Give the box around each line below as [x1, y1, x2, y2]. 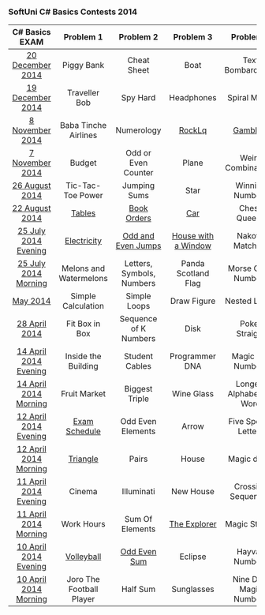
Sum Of [124, 514, 153, 525]
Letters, [124, 258, 153, 269]
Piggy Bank [62, 60, 105, 71]
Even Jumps [115, 240, 162, 251]
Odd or [125, 148, 151, 159]
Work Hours [61, 519, 106, 530]
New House [170, 486, 215, 497]
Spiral [227, 92, 249, 103]
